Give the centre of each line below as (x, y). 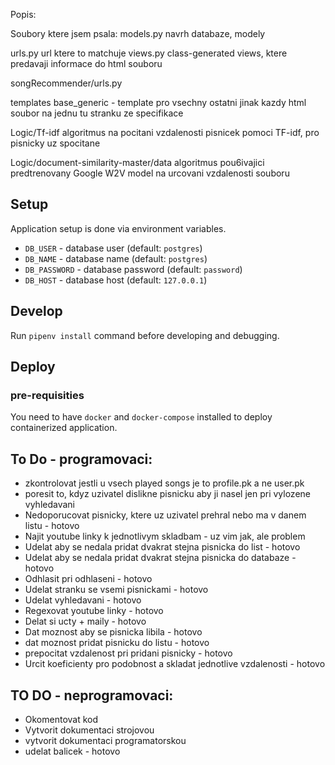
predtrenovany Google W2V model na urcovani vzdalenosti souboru (150, 173)
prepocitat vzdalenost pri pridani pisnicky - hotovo (128, 653)
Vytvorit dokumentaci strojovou (89, 730)
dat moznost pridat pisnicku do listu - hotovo (117, 643)
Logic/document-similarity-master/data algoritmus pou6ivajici (137, 162)
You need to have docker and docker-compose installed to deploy (141, 417)
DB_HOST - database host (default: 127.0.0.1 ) (116, 280)
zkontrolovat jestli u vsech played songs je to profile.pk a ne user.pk (164, 483)
